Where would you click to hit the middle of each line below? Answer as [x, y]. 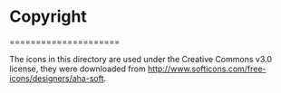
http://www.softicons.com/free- [207, 69]
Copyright [48, 17]
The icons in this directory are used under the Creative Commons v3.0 [140, 59]
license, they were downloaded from [78, 69]
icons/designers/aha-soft [57, 78]
